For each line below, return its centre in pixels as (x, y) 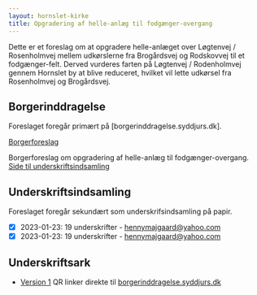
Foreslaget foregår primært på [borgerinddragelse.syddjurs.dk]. (115, 126)
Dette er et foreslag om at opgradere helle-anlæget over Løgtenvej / (122, 46)
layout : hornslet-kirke (49, 16)
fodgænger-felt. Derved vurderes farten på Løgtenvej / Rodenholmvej (125, 64)
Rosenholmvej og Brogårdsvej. (60, 81)
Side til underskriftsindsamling (59, 167)
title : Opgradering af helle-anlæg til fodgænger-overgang (111, 24)
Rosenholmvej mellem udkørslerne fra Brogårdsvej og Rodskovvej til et (127, 55)
